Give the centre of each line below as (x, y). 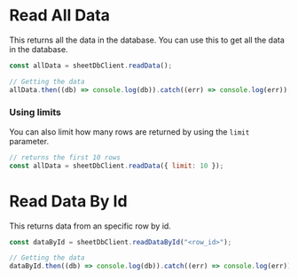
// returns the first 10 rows (65, 157)
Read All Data (60, 15)
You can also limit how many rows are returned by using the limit (129, 132)
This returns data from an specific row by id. (90, 226)
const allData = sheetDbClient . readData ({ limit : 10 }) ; (117, 166)
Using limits (35, 112)
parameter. (29, 141)
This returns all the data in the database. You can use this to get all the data (147, 40)
